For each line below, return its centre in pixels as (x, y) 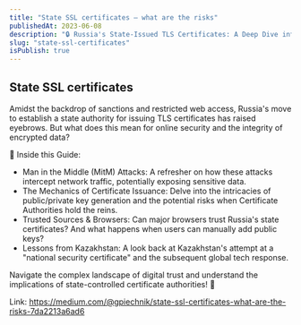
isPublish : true (39, 51)
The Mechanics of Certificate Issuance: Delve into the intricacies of (146, 191)
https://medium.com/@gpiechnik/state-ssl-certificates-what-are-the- (158, 302)
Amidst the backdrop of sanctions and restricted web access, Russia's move (150, 108)
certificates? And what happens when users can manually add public (150, 228)
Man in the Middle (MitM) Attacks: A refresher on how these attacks (147, 172)
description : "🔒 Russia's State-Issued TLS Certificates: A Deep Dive (144, 34)
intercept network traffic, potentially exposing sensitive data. (134, 181)
